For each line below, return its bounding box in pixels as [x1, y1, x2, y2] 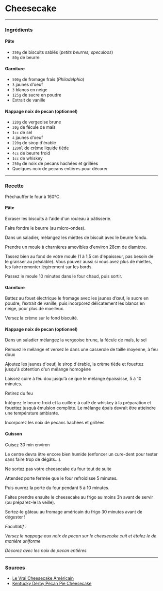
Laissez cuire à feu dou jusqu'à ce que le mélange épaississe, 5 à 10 [5, 376, 142, 382]
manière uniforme [5, 538, 41, 544]
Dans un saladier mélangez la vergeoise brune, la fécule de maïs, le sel [5, 337, 147, 343]
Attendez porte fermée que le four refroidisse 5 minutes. [5, 475, 118, 481]
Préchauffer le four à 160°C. [5, 194, 61, 199]
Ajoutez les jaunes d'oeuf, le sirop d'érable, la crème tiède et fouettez [5, 361, 144, 367]
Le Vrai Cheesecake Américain [12, 575, 74, 581]
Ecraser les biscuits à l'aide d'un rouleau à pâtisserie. [5, 216, 112, 221]
